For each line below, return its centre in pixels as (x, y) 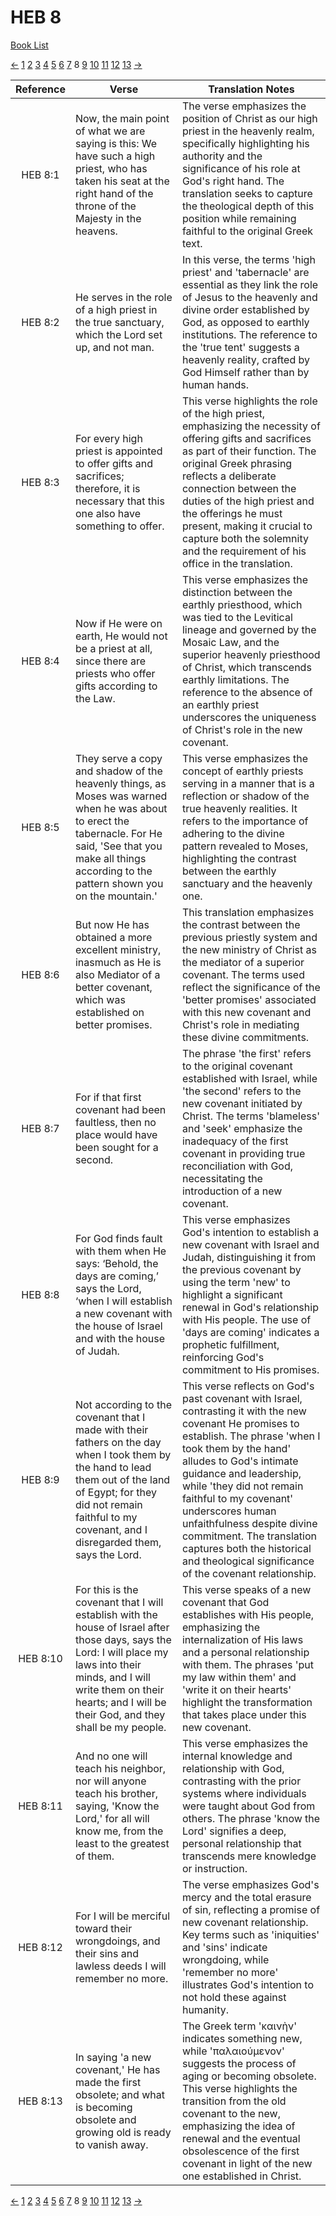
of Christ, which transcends (246, 667)
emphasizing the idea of (238, 2126)
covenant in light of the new (247, 2163)
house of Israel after (122, 1627)
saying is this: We (116, 143)
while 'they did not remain (242, 1486)
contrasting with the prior (241, 1781)
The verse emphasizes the (244, 106)
